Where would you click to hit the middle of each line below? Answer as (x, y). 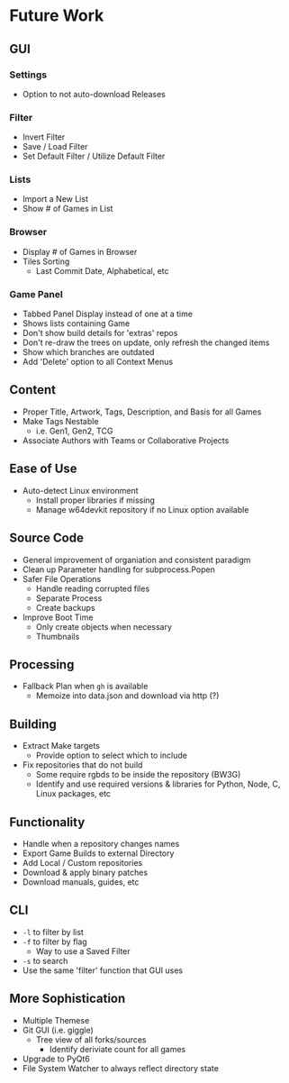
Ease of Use (44, 469)
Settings (28, 75)
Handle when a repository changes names (101, 843)
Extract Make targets (61, 746)
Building (33, 724)
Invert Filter (44, 137)
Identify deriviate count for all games (117, 1049)
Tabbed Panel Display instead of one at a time (108, 314)
